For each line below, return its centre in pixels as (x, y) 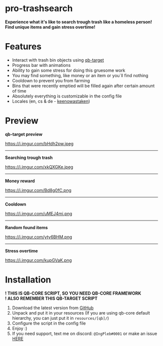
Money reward (20, 181)
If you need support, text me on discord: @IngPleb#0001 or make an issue (85, 333)
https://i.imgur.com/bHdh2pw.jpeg (39, 143)
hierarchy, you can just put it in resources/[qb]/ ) (60, 318)
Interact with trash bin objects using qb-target (58, 60)
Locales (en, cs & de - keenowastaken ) (51, 101)
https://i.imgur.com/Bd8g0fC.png (38, 190)
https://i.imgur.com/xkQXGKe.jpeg (39, 167)
